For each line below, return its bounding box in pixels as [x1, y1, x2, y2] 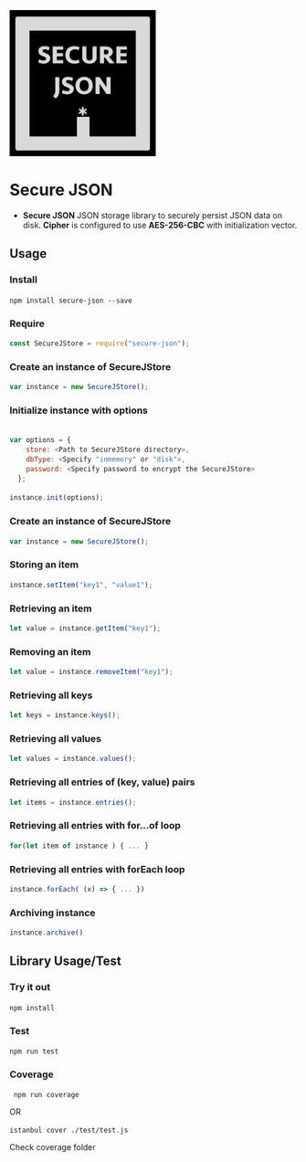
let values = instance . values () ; [9, 755, 137, 764]
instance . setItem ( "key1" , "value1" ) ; [9, 580, 153, 589]
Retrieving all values [9, 733, 102, 745]
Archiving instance [9, 906, 96, 919]
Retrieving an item [9, 602, 93, 615]
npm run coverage [13, 1091, 79, 1100]
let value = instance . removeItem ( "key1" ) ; [9, 668, 174, 677]
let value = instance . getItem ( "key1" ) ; [9, 623, 162, 633]
